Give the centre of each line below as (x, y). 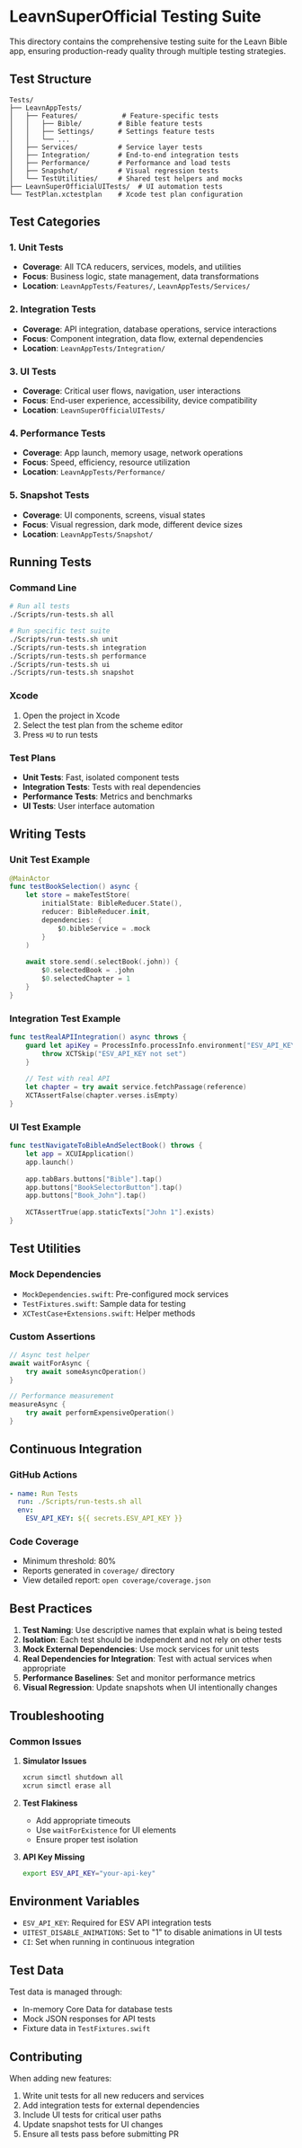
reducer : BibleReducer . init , (96, 912)
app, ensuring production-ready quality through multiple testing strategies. (147, 50)
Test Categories (55, 222)
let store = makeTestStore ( (78, 895)
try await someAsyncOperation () (86, 1371)
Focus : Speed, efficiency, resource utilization (106, 462)
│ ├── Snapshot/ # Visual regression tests (114, 171)
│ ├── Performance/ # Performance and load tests (120, 163)
